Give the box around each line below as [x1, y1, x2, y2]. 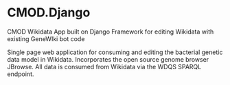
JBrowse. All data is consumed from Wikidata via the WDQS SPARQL [7, 62, 202, 71]
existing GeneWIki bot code [7, 34, 85, 42]
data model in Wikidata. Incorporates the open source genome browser [7, 55, 209, 63]
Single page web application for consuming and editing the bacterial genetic [7, 48, 223, 56]
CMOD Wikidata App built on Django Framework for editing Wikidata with [7, 27, 214, 36]
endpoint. [7, 70, 34, 78]
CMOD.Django [7, 5, 91, 21]
